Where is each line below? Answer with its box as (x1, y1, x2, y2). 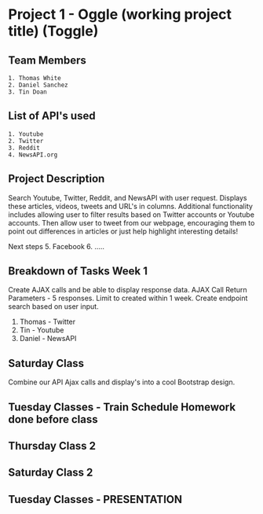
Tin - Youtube (19, 325, 64, 335)
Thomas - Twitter (19, 317, 76, 327)
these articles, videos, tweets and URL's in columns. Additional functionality (8, 201, 254, 211)
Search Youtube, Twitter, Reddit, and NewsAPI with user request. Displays (8, 193, 247, 202)
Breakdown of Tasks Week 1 (8, 265, 148, 278)
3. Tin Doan (8, 88, 47, 96)
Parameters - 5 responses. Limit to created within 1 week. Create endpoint (8, 293, 248, 303)
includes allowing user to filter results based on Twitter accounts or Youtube (8, 210, 255, 219)
